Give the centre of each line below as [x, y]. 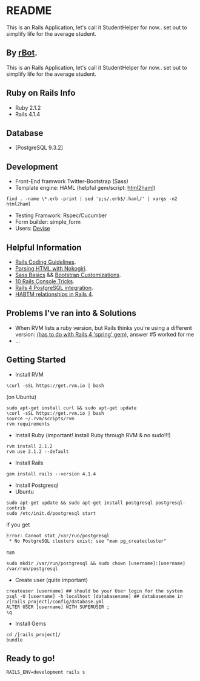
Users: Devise [32, 229]
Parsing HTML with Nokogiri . [51, 268]
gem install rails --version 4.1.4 [51, 474]
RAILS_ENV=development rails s [46, 673]
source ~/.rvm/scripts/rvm [40, 418]
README [29, 11]
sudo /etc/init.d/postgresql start [51, 513]
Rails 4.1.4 [28, 114]
